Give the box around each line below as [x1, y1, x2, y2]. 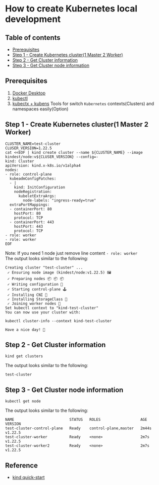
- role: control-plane [5, 172, 52, 177]
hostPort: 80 [14, 211, 41, 216]
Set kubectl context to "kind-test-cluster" [5, 305, 99, 310]
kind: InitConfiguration [14, 185, 65, 190]
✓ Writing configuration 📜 [7, 282, 63, 287]
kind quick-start [12, 475, 45, 481]
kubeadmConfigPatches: [9, 176, 56, 181]
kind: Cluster [5, 159, 35, 164]
